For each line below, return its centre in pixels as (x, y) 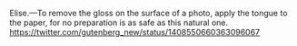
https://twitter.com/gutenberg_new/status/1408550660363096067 (135, 32)
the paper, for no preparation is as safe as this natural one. (119, 23)
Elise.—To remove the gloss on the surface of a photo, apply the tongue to (148, 13)
